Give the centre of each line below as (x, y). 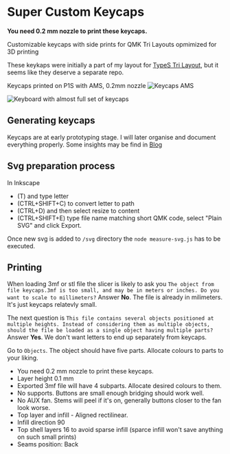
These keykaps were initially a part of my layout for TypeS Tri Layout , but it (113, 65)
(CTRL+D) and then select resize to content (78, 210)
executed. (21, 246)
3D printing (23, 52)
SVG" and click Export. (49, 225)
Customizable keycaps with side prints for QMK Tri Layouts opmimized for (112, 44)
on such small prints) (47, 437)
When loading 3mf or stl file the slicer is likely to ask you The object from (111, 284)
